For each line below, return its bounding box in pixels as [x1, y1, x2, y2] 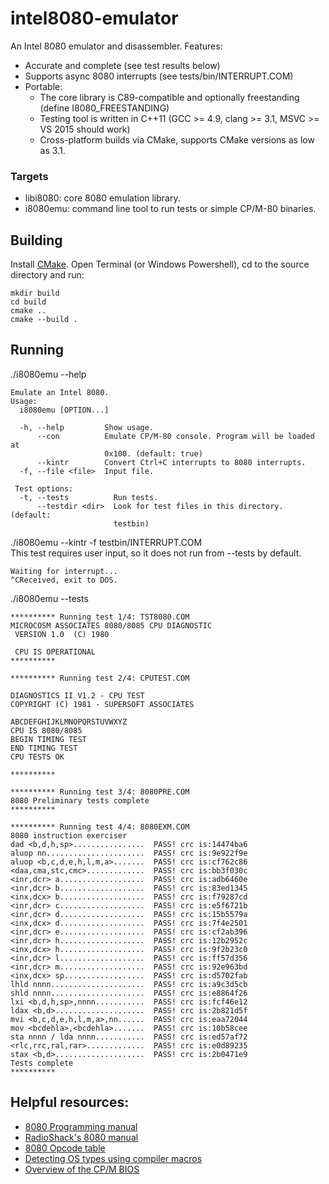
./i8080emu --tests [10, 592, 89, 604]
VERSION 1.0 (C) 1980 [14, 629, 110, 639]
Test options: [14, 483, 74, 494]
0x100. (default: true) [104, 448, 203, 459]
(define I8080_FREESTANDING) [39, 102, 170, 114]
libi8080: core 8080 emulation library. [24, 192, 181, 204]
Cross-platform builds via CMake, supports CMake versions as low [39, 133, 315, 146]
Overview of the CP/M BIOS [24, 1163, 140, 1175]
